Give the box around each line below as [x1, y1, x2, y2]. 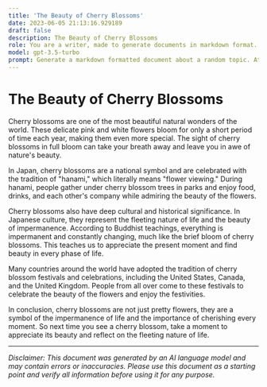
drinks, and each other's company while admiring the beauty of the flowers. [8, 191, 257, 200]
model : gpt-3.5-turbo [8, 48, 80, 56]
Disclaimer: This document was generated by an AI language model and [8, 353, 246, 362]
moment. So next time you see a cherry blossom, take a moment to [8, 321, 228, 331]
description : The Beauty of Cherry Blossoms [8, 33, 158, 42]
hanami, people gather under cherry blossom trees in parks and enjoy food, [8, 182, 256, 192]
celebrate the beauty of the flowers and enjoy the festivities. [8, 289, 206, 299]
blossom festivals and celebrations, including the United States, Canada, [8, 272, 246, 282]
